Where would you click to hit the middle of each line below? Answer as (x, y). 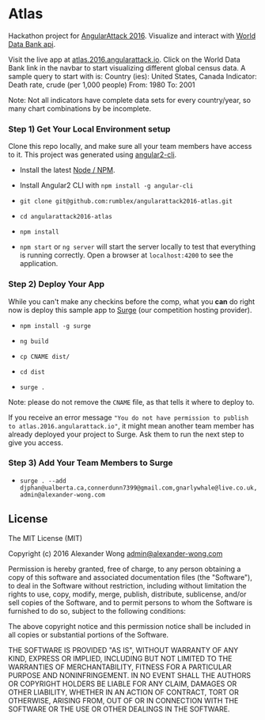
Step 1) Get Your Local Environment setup (89, 129)
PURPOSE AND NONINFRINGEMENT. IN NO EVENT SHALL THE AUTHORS (130, 675)
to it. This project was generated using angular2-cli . (93, 154)
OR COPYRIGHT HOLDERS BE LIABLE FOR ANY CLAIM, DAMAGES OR (123, 684)
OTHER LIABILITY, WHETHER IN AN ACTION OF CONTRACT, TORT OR (123, 692)
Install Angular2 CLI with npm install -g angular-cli (106, 185)
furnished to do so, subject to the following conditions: (97, 611)
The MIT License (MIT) (45, 538)
